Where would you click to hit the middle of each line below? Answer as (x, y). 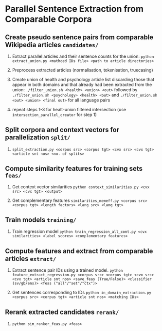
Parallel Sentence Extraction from (74, 9)
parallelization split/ (38, 138)
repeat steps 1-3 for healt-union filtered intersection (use (69, 109)
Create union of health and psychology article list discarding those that (83, 79)
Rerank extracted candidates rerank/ (62, 312)
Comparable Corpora (49, 19)
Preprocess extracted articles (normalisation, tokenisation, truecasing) (82, 70)
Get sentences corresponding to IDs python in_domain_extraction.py (82, 293)
